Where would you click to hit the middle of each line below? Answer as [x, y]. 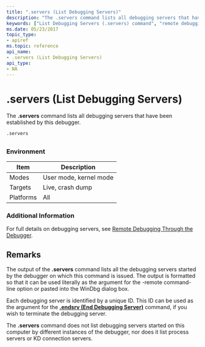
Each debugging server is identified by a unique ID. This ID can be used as [100, 301]
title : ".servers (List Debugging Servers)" [64, 12]
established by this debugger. [44, 122]
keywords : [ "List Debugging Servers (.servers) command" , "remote [92, 23]
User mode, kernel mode [78, 178]
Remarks [24, 254]
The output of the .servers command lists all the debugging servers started [101, 269]
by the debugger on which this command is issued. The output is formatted [101, 276]
